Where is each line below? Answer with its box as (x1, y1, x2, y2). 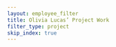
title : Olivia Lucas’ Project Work (7, 17, 110, 23)
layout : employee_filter (7, 10, 79, 17)
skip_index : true (7, 29, 57, 37)
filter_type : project (7, 23, 70, 30)
